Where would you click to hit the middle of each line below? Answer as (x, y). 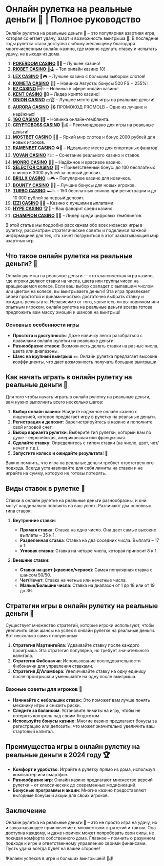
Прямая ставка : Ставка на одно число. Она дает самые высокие (88, 530)
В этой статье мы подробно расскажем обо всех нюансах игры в (74, 225)
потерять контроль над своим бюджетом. (56, 715)
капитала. (23, 656)
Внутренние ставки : (34, 520)
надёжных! (24, 114)
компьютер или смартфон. (41, 774)
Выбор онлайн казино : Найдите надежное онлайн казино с (75, 411)
